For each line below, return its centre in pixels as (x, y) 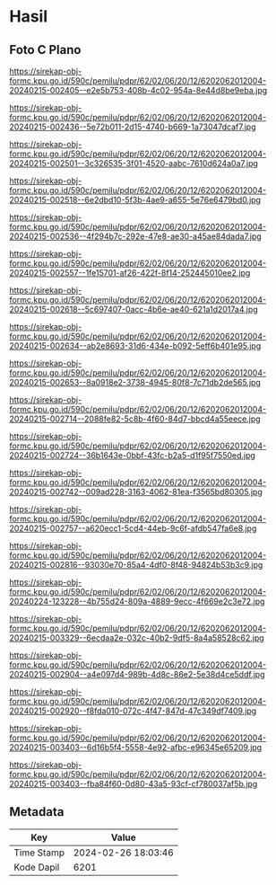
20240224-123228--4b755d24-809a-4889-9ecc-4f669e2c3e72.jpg (137, 601)
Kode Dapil (37, 867)
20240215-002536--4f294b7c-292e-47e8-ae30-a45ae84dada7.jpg (135, 236)
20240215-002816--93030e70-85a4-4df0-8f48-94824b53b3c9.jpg (136, 565)
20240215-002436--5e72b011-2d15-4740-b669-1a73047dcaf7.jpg (133, 127)
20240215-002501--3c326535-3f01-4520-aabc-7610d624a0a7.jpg (134, 163)
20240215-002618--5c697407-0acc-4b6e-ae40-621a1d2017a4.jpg (134, 309)
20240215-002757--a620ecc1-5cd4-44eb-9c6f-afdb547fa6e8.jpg (133, 528)
